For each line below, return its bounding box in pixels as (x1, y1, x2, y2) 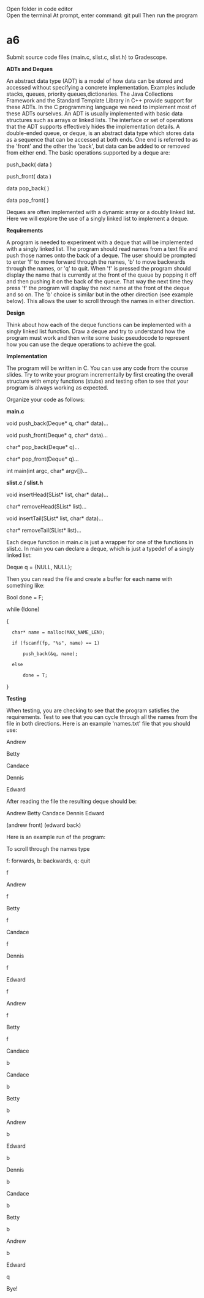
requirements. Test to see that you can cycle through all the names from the (6, 713, 198, 720)
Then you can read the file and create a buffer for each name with (6, 575, 173, 582)
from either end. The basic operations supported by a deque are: (6, 148, 170, 156)
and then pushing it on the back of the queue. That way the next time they (6, 277, 194, 285)
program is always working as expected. (6, 383, 108, 391)
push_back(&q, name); (22, 650, 78, 657)
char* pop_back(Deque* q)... (6, 443, 80, 450)
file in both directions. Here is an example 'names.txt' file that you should (6, 720, 191, 727)
